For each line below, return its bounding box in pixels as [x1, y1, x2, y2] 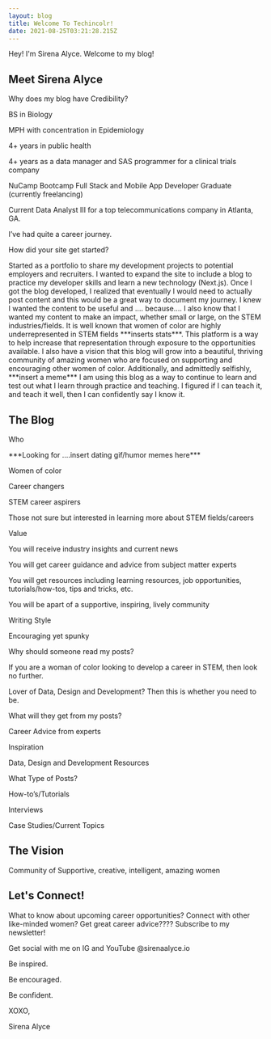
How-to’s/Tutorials [8, 789, 70, 799]
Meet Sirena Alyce [8, 72, 104, 86]
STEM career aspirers [8, 497, 81, 506]
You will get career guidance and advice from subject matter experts [8, 560, 237, 569]
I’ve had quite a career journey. [8, 230, 112, 239]
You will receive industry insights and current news [8, 544, 179, 554]
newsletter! [8, 927, 46, 937]
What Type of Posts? [8, 774, 78, 783]
